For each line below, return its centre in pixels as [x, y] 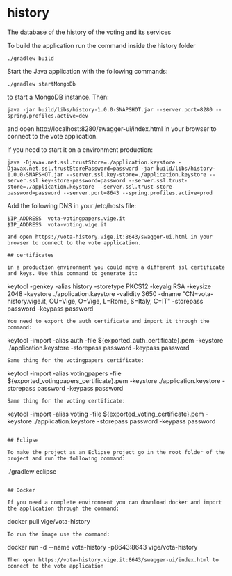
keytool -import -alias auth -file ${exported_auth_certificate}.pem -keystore [115, 340]
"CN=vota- [198, 293]
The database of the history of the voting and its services [89, 32]
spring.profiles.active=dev [48, 116]
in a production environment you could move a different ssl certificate [116, 267]
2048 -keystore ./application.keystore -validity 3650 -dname [94, 293]
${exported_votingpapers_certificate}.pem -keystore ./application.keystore [114, 380]
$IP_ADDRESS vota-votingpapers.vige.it [67, 218]
